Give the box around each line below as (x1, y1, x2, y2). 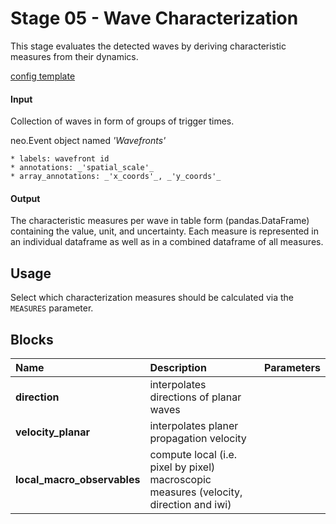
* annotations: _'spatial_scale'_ (10, 163, 155, 173)
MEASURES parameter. (10, 302, 94, 314)
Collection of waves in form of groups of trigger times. (10, 115, 235, 127)
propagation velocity (149, 431, 247, 445)
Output (10, 192, 41, 204)
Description (149, 360, 207, 374)
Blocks (10, 331, 54, 348)
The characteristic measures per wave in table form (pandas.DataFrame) (10, 215, 310, 227)
